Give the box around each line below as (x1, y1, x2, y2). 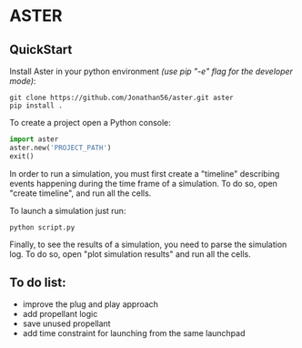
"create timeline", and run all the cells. (9, 188, 152, 199)
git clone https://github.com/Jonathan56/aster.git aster (9, 93, 234, 102)
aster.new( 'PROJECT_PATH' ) (9, 143, 112, 152)
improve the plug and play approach (22, 299, 159, 310)
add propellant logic (22, 309, 98, 320)
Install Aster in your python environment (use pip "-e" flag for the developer (9, 66, 294, 77)
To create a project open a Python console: (9, 118, 171, 128)
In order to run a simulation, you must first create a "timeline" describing (9, 168, 280, 179)
